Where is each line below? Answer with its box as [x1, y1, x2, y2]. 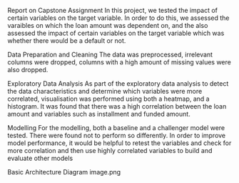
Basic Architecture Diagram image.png [7, 168, 121, 176]
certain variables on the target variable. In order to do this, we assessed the [7, 14, 230, 22]
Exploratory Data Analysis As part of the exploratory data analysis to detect [7, 79, 229, 88]
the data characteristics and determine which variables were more [7, 87, 203, 95]
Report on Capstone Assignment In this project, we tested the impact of [7, 6, 218, 14]
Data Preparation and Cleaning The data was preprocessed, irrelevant [7, 50, 213, 59]
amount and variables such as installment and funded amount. [7, 110, 190, 118]
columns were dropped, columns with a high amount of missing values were [7, 58, 232, 66]
